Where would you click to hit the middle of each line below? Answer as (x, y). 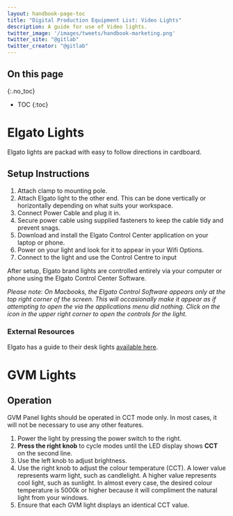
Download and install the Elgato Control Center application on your (113, 235)
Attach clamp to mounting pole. (62, 190)
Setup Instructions (48, 174)
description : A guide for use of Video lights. (78, 26)
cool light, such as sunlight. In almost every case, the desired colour (115, 483)
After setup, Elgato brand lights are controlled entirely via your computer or (115, 271)
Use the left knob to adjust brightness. (72, 460)
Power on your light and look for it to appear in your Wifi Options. (110, 250)
